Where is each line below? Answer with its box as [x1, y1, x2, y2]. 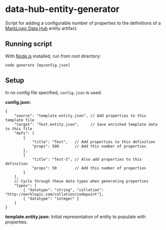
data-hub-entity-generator [5, 3, 120, 15]
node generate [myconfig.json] [5, 62, 70, 68]
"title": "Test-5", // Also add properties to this [31, 157, 142, 162]
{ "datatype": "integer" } [23, 196, 79, 201]
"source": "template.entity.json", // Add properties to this [14, 113, 146, 118]
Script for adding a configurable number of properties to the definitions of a [5, 20, 161, 26]
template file [5, 117, 35, 123]
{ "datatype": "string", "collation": [23, 187, 104, 193]
